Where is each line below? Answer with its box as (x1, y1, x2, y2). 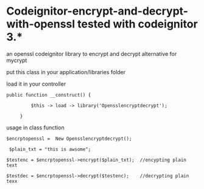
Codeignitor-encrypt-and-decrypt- (6, 4, 189, 18)
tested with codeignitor (77, 17, 198, 31)
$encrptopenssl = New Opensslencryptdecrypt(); (6, 136, 132, 142)
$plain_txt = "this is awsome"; (9, 146, 91, 153)
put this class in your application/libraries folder (6, 68, 126, 75)
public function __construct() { (6, 92, 91, 98)
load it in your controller (6, 80, 66, 88)
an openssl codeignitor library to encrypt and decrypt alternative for (6, 50, 177, 57)
